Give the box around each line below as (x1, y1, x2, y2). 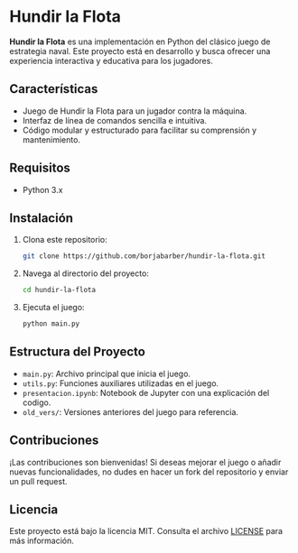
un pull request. (9, 475, 68, 486)
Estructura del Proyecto (9, 345, 146, 360)
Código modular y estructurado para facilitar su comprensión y (22, 124, 257, 135)
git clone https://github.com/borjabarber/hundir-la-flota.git (22, 252, 266, 261)
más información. (9, 535, 74, 547)
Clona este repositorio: (22, 235, 107, 245)
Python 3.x (22, 184, 63, 195)
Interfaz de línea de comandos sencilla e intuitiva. (22, 115, 208, 125)
